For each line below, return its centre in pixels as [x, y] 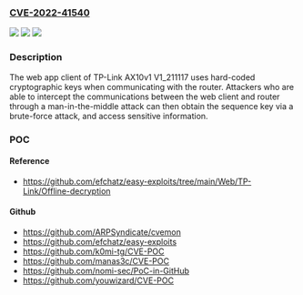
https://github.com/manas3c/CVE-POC [96, 260]
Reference [30, 161]
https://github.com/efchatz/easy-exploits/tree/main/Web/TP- [137, 181]
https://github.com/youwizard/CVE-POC [98, 280]
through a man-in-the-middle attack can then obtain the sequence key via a [151, 106]
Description [36, 57]
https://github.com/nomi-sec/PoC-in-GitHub [106, 270]
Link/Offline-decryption [66, 191]
